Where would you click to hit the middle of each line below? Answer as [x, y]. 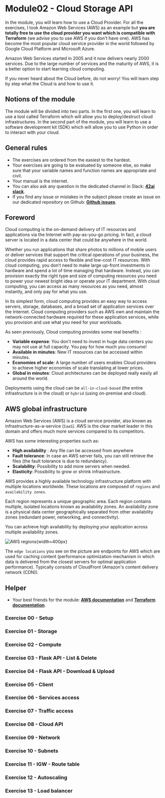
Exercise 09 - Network [33, 738]
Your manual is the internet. [40, 181]
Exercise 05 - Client [29, 684]
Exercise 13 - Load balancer [39, 791]
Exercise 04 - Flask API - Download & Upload [60, 671]
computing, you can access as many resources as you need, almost [74, 286]
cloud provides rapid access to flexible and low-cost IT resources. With [78, 260]
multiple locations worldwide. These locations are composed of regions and [82, 487]
